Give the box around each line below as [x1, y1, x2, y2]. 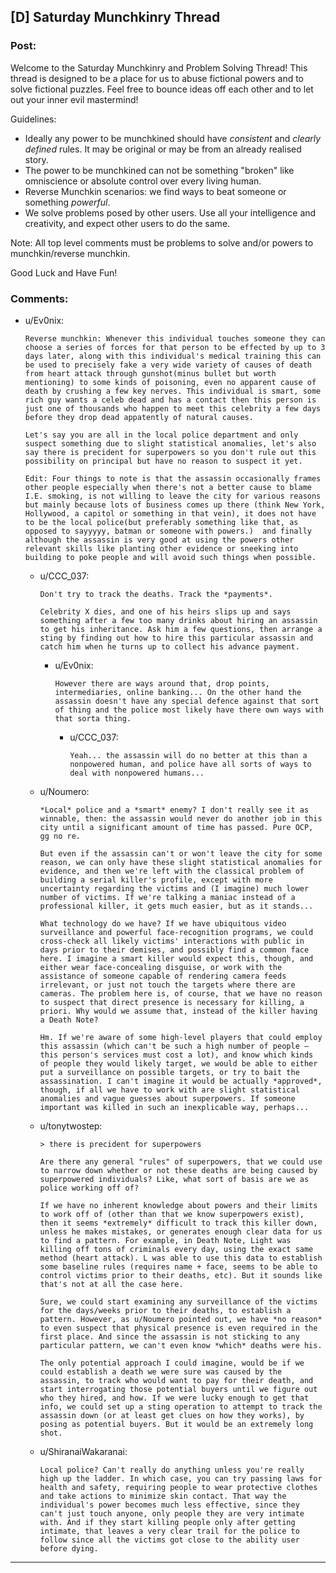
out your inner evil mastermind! [10, 93, 139, 105]
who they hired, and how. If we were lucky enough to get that [39, 1393, 310, 1403]
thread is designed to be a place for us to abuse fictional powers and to [10, 72, 305, 84]
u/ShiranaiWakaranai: [39, 1445, 128, 1457]
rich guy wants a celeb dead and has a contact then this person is [24, 395, 317, 405]
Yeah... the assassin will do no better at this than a [69, 750, 308, 760]
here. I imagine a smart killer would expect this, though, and [39, 953, 314, 964]
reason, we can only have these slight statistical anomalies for [39, 857, 323, 867]
